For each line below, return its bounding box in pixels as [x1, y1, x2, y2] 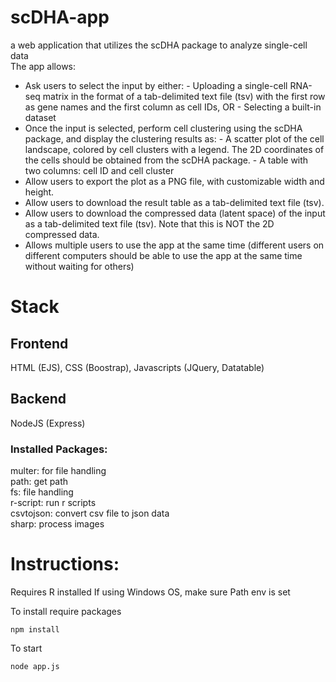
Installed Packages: [10, 442, 108, 456]
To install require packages [10, 605, 122, 617]
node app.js [10, 661, 60, 671]
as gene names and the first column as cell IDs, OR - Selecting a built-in [24, 101, 322, 113]
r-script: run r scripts [10, 497, 97, 509]
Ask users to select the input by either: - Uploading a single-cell [24, 79, 288, 91]
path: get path [10, 476, 69, 488]
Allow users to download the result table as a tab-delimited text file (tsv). [24, 196, 325, 208]
